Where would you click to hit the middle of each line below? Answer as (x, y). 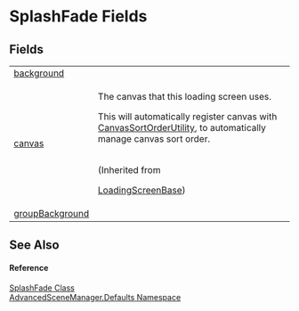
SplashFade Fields (78, 16)
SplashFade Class (42, 288)
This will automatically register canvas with (187, 116)
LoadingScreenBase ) (141, 190)
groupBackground (52, 213)
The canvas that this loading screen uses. (184, 97)
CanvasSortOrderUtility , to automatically (182, 128)
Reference (29, 267)
